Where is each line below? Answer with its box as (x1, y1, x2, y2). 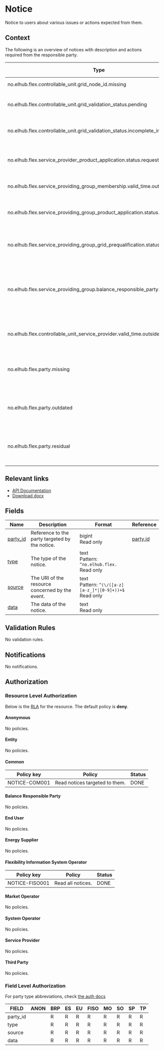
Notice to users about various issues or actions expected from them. (5, 20, 143, 25)
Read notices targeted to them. (55, 780, 126, 786)
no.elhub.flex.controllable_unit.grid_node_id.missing (7, 81, 126, 87)
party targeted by (31, 535, 71, 542)
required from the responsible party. (5, 52, 78, 58)
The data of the (31, 601, 66, 608)
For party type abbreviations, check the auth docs (5, 993, 106, 999)
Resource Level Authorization (5, 692, 77, 699)
